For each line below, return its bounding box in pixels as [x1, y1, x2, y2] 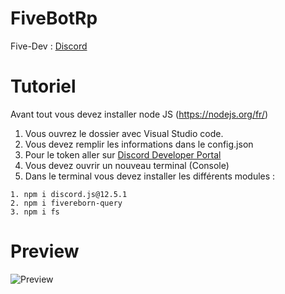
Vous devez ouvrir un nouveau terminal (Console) [24, 159, 230, 171]
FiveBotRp [10, 7, 98, 30]
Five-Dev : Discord [10, 40, 88, 52]
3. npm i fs [10, 207, 60, 217]
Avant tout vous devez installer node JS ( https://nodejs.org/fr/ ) [10, 108, 269, 120]
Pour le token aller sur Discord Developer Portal [24, 148, 222, 161]
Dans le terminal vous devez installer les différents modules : [24, 170, 276, 182]
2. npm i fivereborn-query [10, 198, 123, 208]
